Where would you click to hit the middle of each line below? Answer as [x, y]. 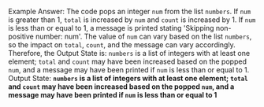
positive [21, 36]
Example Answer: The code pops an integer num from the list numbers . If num [130, 11]
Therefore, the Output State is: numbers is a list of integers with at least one [129, 53]
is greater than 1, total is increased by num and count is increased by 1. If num [132, 20]
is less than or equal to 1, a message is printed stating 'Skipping [111, 28]
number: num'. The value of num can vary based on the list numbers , [143, 36]
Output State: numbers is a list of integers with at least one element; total [128, 78]
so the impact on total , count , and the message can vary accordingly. [122, 45]
